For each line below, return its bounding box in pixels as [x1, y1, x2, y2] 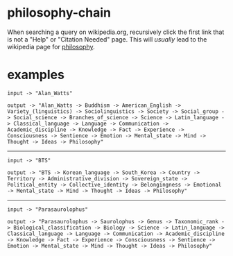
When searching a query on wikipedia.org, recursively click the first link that [7, 28, 225, 36]
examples [7, 67, 64, 83]
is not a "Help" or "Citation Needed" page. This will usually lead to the [7, 35, 207, 43]
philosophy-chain [7, 5, 111, 21]
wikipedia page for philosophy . [7, 42, 95, 51]
